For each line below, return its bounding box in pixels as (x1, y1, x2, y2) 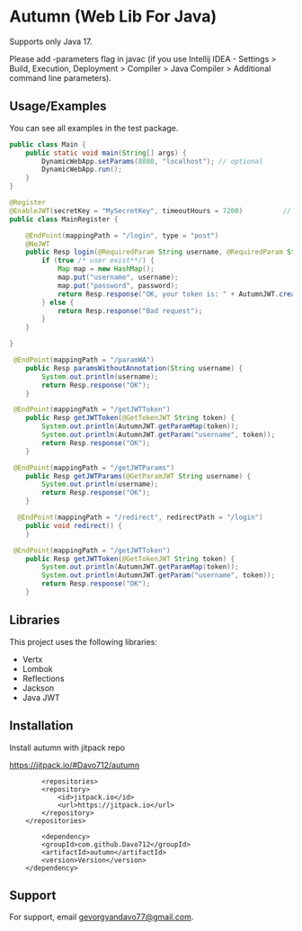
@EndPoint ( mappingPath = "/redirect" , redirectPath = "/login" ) (17, 513, 263, 522)
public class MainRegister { (9, 214, 119, 224)
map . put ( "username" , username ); (57, 273, 179, 282)
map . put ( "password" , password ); (57, 281, 179, 290)
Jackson (22, 682, 55, 694)
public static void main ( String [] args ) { (25, 148, 187, 157)
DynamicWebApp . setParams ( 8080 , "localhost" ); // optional (41, 157, 263, 166)
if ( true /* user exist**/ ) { (41, 256, 155, 265)
